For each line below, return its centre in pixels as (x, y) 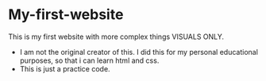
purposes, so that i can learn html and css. (89, 60)
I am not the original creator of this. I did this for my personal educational (139, 52)
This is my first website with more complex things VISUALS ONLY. (116, 37)
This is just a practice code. (65, 68)
